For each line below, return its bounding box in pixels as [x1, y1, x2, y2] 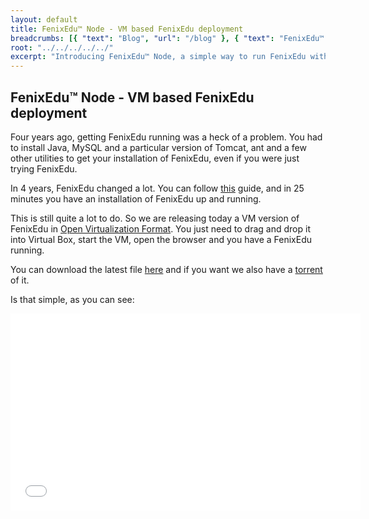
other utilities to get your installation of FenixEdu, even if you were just [10, 152, 300, 164]
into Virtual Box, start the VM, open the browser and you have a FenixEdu [10, 233, 313, 245]
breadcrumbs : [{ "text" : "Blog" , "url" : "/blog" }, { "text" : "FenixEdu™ [10, 33, 325, 43]
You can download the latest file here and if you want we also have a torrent [10, 263, 323, 275]
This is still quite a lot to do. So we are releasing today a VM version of [10, 212, 300, 224]
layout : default [10, 14, 78, 25]
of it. [10, 274, 30, 286]
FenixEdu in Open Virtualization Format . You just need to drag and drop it [10, 222, 311, 235]
